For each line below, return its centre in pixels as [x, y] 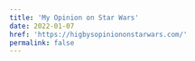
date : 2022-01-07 [42, 26]
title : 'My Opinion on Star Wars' [74, 17]
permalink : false [42, 43]
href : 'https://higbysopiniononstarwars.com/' [98, 34]
